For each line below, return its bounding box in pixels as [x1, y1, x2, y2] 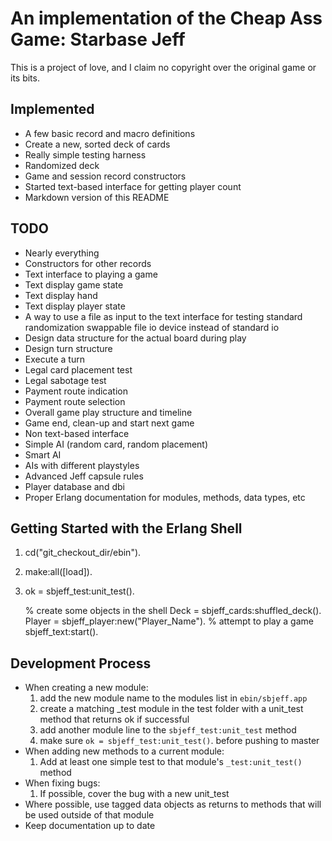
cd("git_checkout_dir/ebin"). [24, 547, 142, 559]
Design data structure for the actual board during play [24, 332, 247, 344]
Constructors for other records [24, 257, 152, 269]
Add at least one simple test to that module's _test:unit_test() [39, 756, 303, 768]
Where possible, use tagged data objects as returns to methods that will [24, 798, 322, 811]
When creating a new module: [24, 682, 149, 694]
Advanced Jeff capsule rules [24, 470, 144, 482]
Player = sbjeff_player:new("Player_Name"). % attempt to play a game [24, 615, 314, 627]
